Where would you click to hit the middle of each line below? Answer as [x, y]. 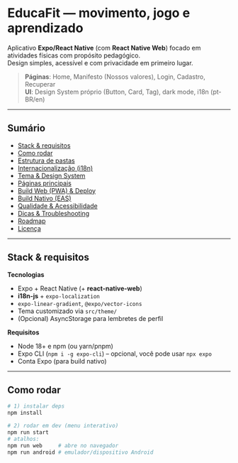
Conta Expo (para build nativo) [62, 361]
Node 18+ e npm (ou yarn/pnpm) [65, 346]
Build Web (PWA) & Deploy [57, 190]
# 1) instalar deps [36, 406]
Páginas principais [45, 183]
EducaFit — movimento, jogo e [99, 13]
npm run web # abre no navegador [63, 445]
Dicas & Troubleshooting [53, 213]
